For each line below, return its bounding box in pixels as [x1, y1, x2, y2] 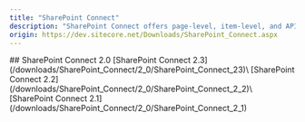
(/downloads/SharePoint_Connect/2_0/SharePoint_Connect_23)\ [9, 64, 250, 75]
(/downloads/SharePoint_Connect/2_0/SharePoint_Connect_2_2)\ [9, 83, 252, 95]
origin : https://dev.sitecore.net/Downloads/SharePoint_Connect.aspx [9, 30, 279, 39]
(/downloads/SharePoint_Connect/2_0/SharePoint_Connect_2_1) [9, 103, 248, 114]
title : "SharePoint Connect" [9, 13, 120, 23]
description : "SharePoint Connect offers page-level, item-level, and [9, 22, 282, 31]
